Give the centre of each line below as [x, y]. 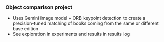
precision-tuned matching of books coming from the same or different [86, 23]
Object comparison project [39, 7]
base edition [26, 29]
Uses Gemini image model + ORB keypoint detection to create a [79, 18]
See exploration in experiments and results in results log [71, 34]
